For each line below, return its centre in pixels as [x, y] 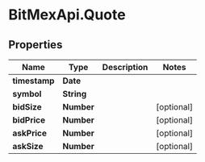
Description [125, 67]
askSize [28, 146]
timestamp [33, 81]
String [75, 94]
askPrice [29, 133]
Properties [36, 45]
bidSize [27, 107]
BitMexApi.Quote [67, 15]
